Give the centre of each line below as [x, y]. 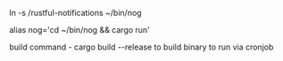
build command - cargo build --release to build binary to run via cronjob [141, 47]
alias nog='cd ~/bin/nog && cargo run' [79, 30]
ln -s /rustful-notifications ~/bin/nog [75, 13]
